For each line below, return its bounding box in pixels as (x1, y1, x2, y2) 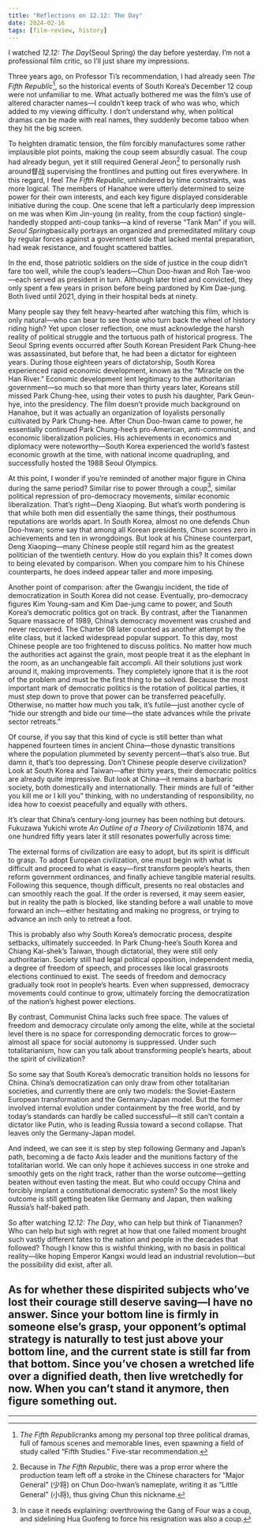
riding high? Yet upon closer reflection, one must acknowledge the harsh (8, 324, 244, 333)
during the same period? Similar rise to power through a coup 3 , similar (8, 482, 237, 493)
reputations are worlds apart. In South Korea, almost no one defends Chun (8, 517, 250, 526)
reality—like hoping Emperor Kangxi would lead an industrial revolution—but (8, 1252, 256, 1261)
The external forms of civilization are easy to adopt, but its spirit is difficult (8, 847, 250, 857)
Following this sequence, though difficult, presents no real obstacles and (8, 881, 244, 890)
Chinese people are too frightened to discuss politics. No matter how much (8, 642, 252, 651)
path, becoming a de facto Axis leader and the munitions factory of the (8, 1152, 238, 1162)
